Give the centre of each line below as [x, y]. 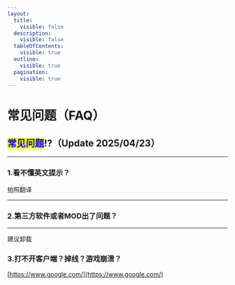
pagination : [31, 72]
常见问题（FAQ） [56, 115]
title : [23, 20]
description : [33, 33]
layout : [19, 14]
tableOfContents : [39, 46]
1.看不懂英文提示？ [39, 173]
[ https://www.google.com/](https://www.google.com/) [85, 275]
